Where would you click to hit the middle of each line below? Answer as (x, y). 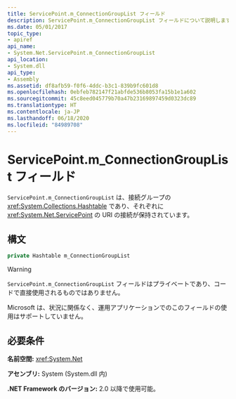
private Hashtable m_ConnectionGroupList (69, 256)
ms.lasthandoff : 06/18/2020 (48, 118)
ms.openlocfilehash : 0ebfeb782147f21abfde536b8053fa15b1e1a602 (102, 92)
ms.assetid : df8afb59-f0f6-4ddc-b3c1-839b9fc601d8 (83, 86)
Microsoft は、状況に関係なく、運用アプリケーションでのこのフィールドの (114, 308)
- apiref (20, 40)
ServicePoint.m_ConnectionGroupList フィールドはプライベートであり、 (111, 284)
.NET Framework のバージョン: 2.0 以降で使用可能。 (84, 388)
